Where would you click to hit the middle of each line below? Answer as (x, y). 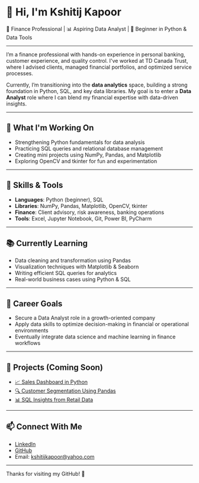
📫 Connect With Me (44, 427)
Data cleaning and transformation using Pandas (73, 261)
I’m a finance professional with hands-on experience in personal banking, (96, 54)
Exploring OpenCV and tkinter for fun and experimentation (86, 161)
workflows (28, 343)
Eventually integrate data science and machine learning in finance (95, 337)
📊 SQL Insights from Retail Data (54, 400)
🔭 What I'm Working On (50, 128)
